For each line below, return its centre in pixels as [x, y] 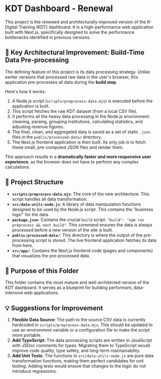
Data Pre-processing [37, 60]
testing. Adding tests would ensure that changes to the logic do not [79, 366]
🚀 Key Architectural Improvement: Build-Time [75, 53]
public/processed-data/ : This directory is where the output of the [77, 235]
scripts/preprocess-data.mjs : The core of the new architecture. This [81, 194]
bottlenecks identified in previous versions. [48, 37]
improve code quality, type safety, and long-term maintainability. [76, 351]
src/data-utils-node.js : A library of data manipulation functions [76, 204]
